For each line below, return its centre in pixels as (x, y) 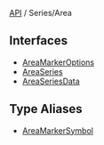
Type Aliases (46, 109)
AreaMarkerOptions (58, 62)
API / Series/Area (41, 13)
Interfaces (39, 40)
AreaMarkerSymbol (57, 130)
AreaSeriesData (51, 81)
